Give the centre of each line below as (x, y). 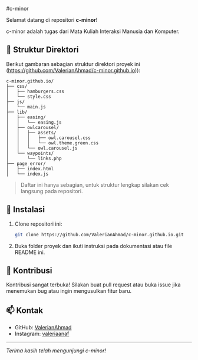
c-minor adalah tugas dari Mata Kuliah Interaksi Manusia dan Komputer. (93, 31)
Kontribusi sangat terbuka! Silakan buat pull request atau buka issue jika (93, 285)
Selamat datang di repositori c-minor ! (52, 20)
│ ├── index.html (30, 169)
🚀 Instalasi (26, 209)
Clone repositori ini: (38, 224)
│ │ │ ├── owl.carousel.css (49, 138)
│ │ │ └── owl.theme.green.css (52, 143)
